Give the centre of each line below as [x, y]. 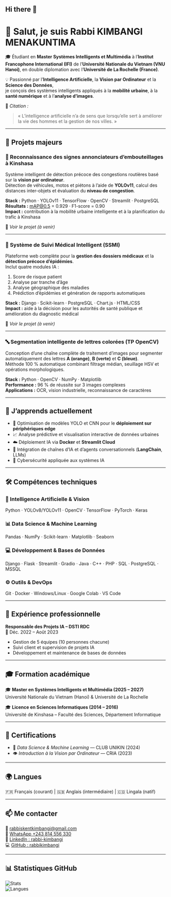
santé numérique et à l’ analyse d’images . [50, 96]
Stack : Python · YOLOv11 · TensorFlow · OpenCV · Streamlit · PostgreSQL [82, 201]
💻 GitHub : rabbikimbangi [32, 845]
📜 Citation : [17, 106]
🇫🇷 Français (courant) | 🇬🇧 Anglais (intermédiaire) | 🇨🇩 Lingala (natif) [80, 792]
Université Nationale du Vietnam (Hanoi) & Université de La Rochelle [77, 697]
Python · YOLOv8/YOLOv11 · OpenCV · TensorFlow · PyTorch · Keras [76, 510]
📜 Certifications [31, 736]
